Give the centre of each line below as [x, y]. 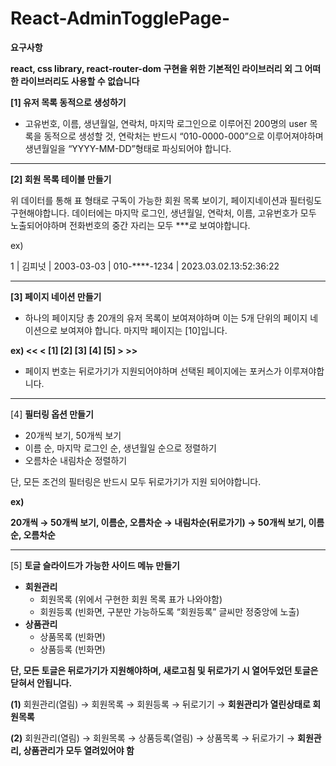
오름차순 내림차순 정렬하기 [76, 460]
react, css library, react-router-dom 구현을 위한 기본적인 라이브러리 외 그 [156, 68]
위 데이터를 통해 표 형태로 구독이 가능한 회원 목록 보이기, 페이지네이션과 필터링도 [166, 200]
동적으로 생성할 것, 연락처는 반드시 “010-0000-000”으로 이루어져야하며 [183, 136]
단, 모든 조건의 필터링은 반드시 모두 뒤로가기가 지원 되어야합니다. [136, 481]
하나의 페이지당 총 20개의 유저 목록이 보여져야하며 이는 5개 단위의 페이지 [166, 318]
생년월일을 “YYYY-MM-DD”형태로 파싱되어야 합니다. [128, 148]
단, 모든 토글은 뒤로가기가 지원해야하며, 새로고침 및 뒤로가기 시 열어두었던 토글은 [164, 670]
